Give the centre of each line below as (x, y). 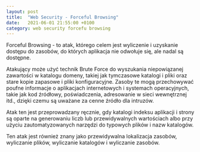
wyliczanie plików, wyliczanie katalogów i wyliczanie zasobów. (83, 142)
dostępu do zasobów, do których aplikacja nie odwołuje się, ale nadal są (95, 52)
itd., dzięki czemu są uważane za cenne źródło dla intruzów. (80, 101)
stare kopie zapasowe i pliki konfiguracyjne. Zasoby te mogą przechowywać (100, 82)
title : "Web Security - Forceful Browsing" (62, 17)
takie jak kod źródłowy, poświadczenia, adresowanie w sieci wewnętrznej (96, 94)
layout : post (22, 12)
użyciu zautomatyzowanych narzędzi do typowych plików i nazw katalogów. (100, 125)
